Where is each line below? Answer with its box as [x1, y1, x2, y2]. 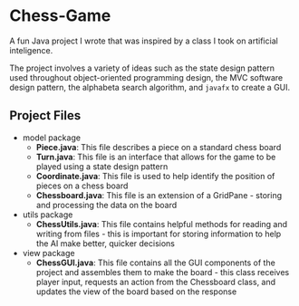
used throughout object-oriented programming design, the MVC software [9, 72, 284, 82]
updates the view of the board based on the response [35, 286, 237, 297]
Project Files [9, 108, 82, 123]
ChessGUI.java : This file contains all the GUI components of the [35, 257, 276, 268]
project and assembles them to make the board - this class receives [35, 266, 290, 277]
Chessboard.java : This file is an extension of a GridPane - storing [35, 189, 283, 200]
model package [22, 132, 82, 143]
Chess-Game [9, 5, 111, 26]
